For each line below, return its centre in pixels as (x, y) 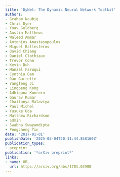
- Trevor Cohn (20, 60)
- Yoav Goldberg (22, 28)
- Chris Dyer (19, 24)
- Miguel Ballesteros (27, 47)
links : (12, 157)
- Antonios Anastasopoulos (33, 42)
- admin (13, 120)
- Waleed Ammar (21, 38)
